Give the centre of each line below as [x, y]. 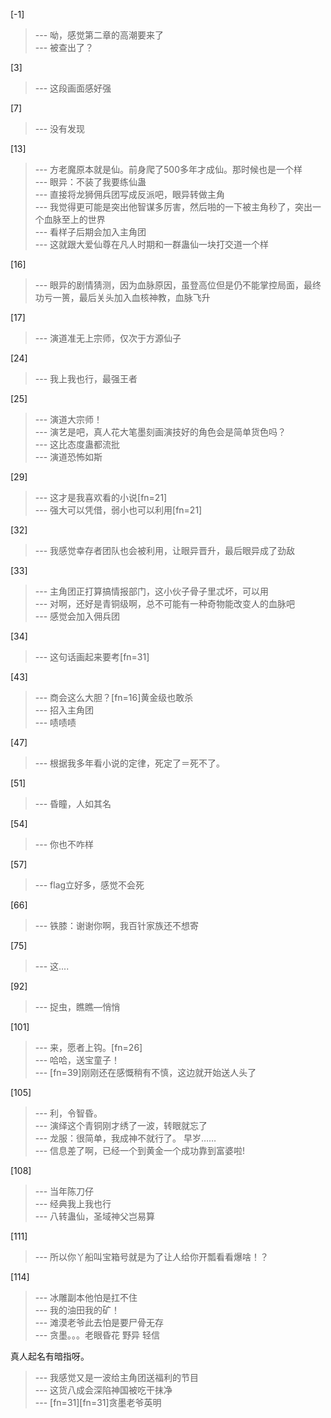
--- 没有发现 [60, 128]
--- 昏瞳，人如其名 [73, 803]
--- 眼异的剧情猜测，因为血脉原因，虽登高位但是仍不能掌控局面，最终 [178, 285]
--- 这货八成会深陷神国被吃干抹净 [103, 1390]
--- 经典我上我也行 [73, 1203]
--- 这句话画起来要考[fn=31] [92, 657]
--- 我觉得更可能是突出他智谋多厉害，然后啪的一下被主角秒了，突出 [173, 207]
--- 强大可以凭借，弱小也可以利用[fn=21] [118, 510]
